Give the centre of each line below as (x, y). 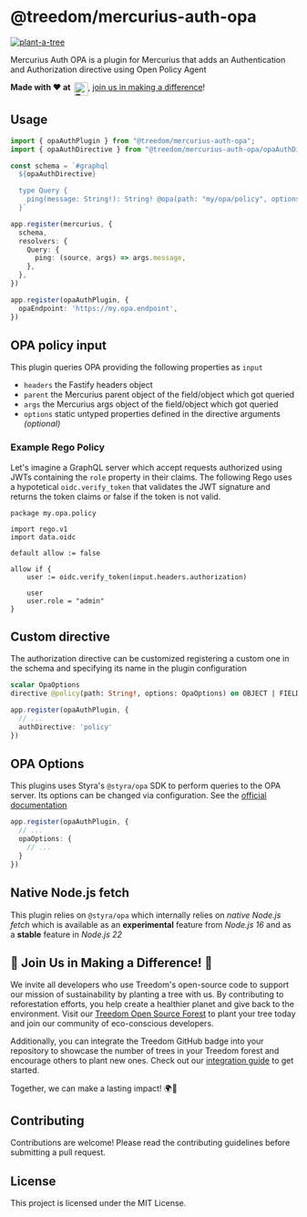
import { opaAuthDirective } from (76, 149)
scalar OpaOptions (45, 685)
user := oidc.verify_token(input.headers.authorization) (137, 577)
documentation (39, 806)
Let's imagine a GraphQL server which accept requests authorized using (146, 467)
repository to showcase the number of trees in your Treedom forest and (145, 1051)
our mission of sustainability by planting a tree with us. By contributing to (147, 994)
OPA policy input (59, 345)
